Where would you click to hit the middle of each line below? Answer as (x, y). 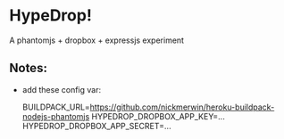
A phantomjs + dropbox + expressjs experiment (97, 40)
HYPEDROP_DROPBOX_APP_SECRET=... (96, 126)
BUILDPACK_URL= (56, 107)
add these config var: (61, 89)
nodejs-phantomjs (56, 116)
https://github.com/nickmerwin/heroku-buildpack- (182, 107)
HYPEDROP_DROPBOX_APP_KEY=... (158, 116)
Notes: (28, 68)
